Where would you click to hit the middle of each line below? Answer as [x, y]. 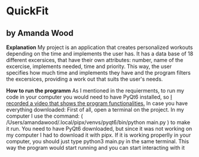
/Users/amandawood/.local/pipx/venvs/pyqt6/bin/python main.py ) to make [98, 122]
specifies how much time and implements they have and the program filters [99, 73]
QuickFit [27, 11]
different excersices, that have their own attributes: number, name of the [95, 60]
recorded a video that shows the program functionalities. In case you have [97, 103]
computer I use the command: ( [45, 116]
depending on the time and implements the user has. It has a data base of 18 [100, 54]
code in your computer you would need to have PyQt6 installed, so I [89, 97]
